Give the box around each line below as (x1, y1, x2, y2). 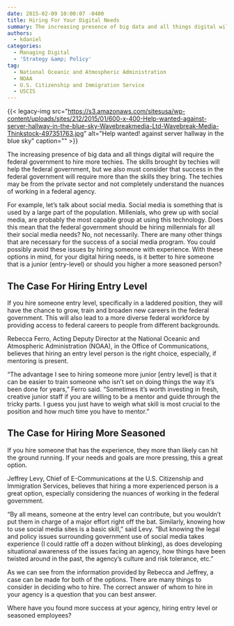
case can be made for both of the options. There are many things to (7, 575, 202, 583)
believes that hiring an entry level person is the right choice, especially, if (7, 349, 217, 358)
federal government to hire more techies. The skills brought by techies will (7, 158, 220, 166)
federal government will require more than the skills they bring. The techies (7, 172, 223, 181)
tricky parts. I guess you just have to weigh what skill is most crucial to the (7, 399, 221, 408)
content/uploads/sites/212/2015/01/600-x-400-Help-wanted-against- (7, 114, 208, 123)
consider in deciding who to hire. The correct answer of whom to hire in (7, 583, 213, 591)
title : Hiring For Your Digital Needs (7, 17, 120, 24)
